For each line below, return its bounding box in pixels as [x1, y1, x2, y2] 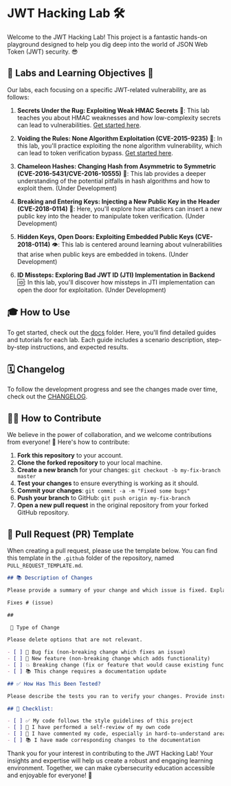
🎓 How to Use [7, 306, 71, 318]
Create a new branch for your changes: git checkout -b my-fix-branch [16, 466, 221, 474]
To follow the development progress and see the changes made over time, [7, 385, 218, 394]
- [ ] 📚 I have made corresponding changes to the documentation [7, 737, 201, 743]
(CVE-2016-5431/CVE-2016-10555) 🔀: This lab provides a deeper [16, 169, 206, 177]
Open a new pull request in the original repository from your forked [16, 501, 208, 509]
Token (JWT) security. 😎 [7, 47, 78, 56]
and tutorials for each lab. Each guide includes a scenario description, [7, 335, 205, 344]
